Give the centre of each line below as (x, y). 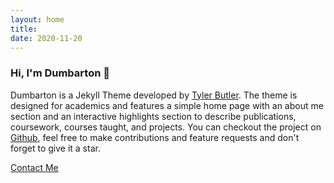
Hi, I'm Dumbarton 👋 (60, 73)
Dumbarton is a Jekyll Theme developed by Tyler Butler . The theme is (154, 95)
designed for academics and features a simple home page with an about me (167, 105)
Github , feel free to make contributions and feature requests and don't (155, 137)
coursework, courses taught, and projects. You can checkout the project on (166, 127)
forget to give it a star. (55, 148)
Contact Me (34, 167)
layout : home (37, 19)
